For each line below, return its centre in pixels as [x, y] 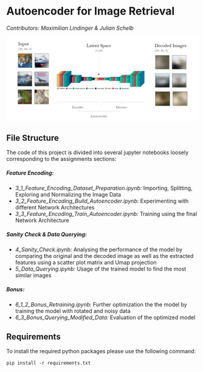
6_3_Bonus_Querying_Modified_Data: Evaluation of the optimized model [105, 317]
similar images [33, 276]
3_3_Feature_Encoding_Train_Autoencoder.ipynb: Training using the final [106, 214]
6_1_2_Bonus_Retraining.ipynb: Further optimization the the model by [101, 305]
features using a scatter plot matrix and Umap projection [86, 263]
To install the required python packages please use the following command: [101, 351]
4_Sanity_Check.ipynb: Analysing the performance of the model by [99, 249]
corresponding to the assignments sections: [61, 159]
